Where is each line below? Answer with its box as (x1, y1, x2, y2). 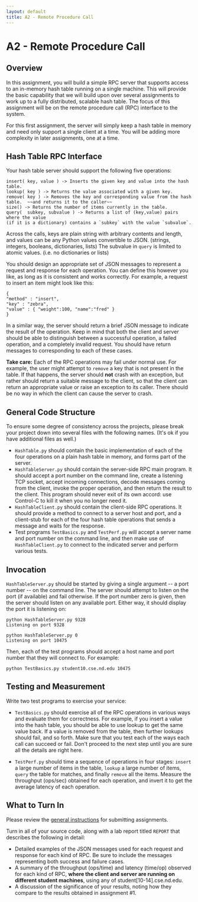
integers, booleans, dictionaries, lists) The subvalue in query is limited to (6, 243, 181, 250)
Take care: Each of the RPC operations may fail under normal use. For (6, 358, 177, 366)
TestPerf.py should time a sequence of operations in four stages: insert (14, 758, 191, 765)
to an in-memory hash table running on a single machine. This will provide (6, 85, 186, 92)
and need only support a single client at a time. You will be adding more (6, 128, 180, 135)
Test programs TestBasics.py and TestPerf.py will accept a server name (14, 529, 191, 536)
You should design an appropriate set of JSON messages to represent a (6, 261, 181, 268)
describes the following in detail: (6, 833, 86, 840)
